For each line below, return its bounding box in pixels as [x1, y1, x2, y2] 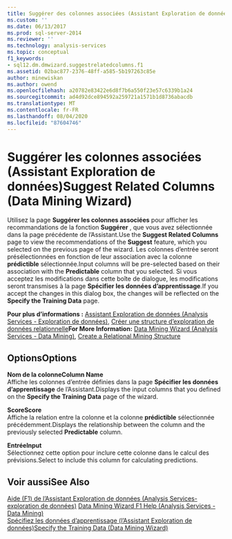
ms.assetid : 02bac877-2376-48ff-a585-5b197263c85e [7, 68, 156, 75]
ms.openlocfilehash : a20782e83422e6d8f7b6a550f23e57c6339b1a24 [7, 87, 193, 94]
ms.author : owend [7, 81, 57, 88]
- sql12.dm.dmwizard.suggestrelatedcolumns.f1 [7, 62, 144, 68]
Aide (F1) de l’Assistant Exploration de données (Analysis [7, 495, 168, 503]
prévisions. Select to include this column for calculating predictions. [7, 456, 198, 464]
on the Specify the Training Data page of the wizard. [7, 393, 159, 401]
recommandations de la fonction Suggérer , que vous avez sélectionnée [7, 223, 213, 231]
